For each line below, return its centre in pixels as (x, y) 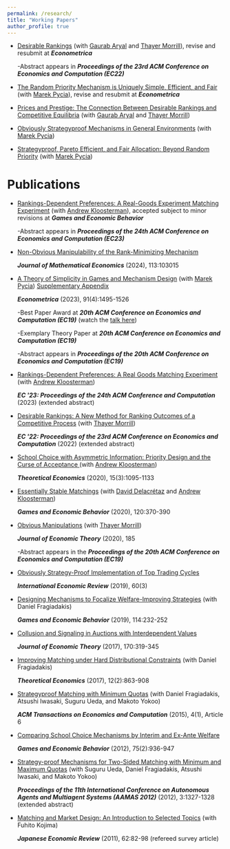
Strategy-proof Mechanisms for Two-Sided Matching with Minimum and (119, 762)
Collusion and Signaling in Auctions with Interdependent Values (107, 633)
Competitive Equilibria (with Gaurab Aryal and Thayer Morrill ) (104, 115)
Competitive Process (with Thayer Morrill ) (76, 423)
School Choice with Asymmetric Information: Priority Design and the (114, 457)
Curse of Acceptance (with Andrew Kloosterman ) (87, 465)
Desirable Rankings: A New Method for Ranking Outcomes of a (106, 416)
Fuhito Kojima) (38, 825)
